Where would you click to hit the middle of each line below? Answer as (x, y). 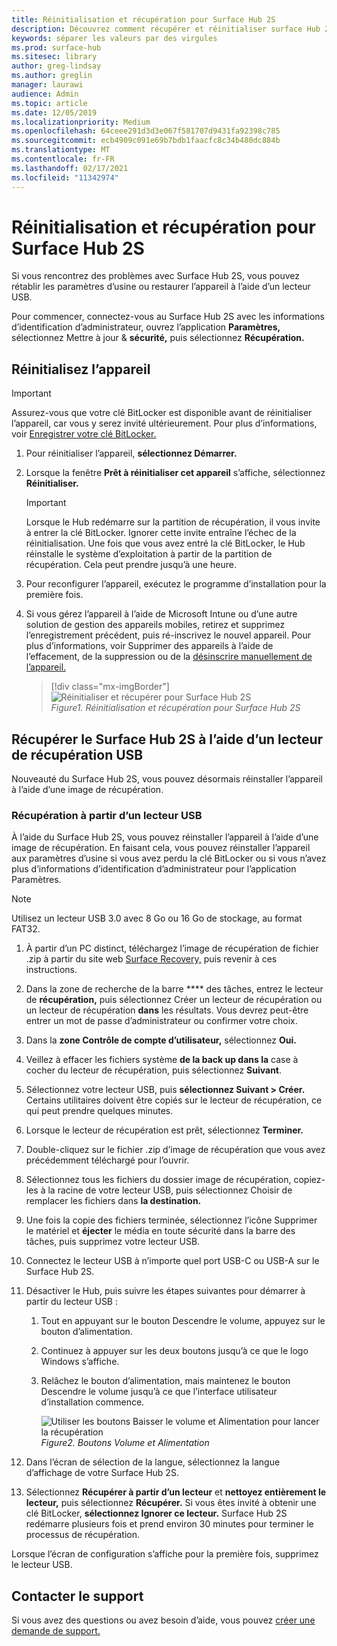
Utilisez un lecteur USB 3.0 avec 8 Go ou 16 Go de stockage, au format (157, 918)
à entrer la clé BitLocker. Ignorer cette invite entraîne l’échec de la (161, 533)
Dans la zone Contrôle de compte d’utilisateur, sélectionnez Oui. (161, 1040)
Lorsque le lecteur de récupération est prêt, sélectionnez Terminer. (164, 1130)
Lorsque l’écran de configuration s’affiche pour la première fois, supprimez (165, 1554)
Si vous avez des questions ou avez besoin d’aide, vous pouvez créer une (163, 1620)
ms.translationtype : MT (61, 150)
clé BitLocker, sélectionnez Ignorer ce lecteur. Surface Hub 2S (156, 1513)
